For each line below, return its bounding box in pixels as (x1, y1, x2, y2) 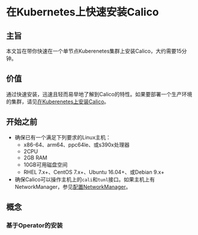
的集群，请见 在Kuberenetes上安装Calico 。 (6, 98, 109, 105)
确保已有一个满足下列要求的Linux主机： (14, 133, 111, 141)
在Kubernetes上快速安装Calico (6, 5, 159, 19)
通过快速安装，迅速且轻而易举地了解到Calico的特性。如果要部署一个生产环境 (6, 90, 193, 97)
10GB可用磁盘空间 (23, 161, 68, 168)
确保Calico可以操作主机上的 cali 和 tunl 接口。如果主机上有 (14, 175, 155, 183)
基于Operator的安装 (6, 221, 63, 229)
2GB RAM (23, 154, 47, 161)
